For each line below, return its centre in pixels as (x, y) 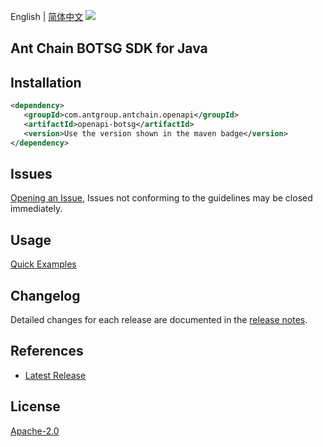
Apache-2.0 (35, 431)
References (47, 351)
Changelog (45, 295)
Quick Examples (43, 264)
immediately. (36, 209)
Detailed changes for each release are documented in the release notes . (159, 320)
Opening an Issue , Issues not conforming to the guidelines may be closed (161, 198)
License (35, 406)
